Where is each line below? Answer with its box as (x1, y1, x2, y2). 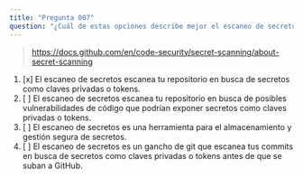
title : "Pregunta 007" (9, 13, 95, 23)
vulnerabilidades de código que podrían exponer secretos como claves (22, 102, 287, 113)
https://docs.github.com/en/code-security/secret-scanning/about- (31, 46, 280, 57)
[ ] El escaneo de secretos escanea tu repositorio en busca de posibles (22, 92, 287, 104)
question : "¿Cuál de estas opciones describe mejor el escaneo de (9, 22, 264, 31)
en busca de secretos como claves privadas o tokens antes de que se (22, 150, 282, 161)
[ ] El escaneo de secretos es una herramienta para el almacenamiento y (22, 121, 292, 132)
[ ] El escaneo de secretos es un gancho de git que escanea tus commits (22, 141, 294, 152)
